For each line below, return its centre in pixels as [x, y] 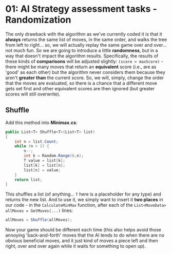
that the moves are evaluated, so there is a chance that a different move [81, 83]
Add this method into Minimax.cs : [42, 122]
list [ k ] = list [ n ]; [45, 165]
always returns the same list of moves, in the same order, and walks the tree [86, 40]
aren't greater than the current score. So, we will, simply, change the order [85, 77]
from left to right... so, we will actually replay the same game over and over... [86, 45]
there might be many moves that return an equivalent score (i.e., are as [81, 67]
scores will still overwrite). [33, 94]
